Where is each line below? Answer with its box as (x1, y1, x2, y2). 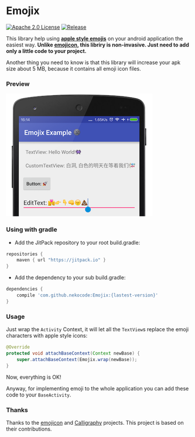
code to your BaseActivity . (6, 391, 71, 398)
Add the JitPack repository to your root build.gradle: (14, 239, 141, 246)
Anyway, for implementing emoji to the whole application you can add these (6, 385, 189, 392)
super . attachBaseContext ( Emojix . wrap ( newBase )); (16, 356, 138, 362)
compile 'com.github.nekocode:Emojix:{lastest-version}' (16, 292, 159, 298)
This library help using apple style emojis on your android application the (6, 35, 183, 42)
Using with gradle (6, 225, 57, 233)
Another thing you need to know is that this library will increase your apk (6, 59, 180, 66)
